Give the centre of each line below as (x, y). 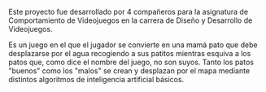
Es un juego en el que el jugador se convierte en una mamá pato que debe (133, 45)
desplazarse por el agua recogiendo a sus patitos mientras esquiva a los (130, 53)
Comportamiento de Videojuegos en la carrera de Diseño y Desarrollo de (131, 20)
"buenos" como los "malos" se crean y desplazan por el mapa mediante (129, 71)
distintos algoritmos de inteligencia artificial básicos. (96, 79)
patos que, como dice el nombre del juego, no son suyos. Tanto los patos (131, 62)
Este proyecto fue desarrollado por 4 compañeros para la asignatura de (129, 12)
